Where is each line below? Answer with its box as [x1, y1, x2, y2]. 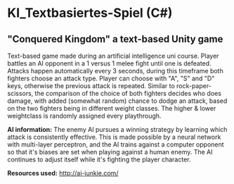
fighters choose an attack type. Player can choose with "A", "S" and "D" [7, 74, 215, 82]
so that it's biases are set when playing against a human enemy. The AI [7, 148, 213, 156]
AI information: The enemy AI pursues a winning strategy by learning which [7, 125, 228, 133]
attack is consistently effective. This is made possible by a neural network [7, 133, 221, 141]
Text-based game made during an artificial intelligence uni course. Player [7, 51, 219, 60]
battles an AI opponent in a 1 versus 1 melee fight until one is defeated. [7, 59, 212, 68]
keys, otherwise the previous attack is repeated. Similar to [7, 82, 176, 90]
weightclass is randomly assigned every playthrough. [7, 111, 162, 120]
